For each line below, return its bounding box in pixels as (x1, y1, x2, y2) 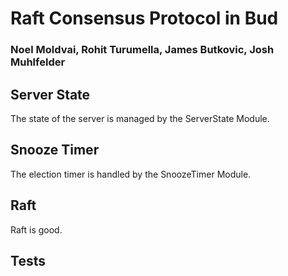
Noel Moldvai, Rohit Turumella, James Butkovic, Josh (10, 43, 275, 57)
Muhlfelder (10, 55, 66, 69)
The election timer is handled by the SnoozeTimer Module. (10, 168, 252, 180)
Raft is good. (10, 223, 63, 236)
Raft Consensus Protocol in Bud (10, 7, 279, 30)
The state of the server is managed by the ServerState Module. (10, 112, 270, 124)
